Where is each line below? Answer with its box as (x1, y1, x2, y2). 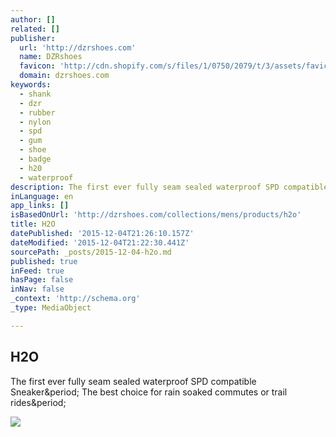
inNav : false (10, 284, 65, 295)
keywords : (10, 80, 52, 90)
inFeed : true (10, 266, 65, 276)
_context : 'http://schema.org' (10, 294, 141, 304)
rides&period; (10, 396, 67, 408)
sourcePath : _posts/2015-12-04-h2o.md (10, 247, 172, 257)
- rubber (19, 107, 56, 118)
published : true (10, 256, 78, 266)
